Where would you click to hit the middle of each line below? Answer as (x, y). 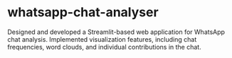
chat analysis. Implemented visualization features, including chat (102, 39)
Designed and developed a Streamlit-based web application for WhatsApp (116, 32)
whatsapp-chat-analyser (83, 12)
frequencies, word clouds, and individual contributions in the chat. (104, 47)
